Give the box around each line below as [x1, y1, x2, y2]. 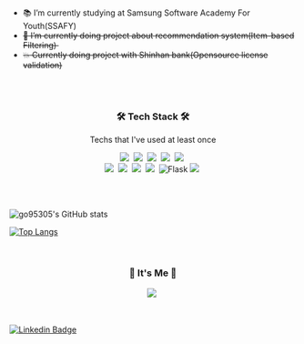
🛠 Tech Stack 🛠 [116, 110, 190, 123]
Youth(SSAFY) [22, 21, 77, 31]
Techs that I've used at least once [89, 135, 217, 146]
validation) [22, 60, 63, 70]
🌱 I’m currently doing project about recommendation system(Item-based [22, 30, 295, 41]
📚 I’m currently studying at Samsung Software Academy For [22, 7, 250, 18]
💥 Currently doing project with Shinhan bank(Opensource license [22, 49, 269, 60]
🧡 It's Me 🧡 [128, 267, 177, 279]
